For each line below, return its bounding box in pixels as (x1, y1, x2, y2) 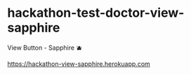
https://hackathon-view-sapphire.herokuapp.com (7, 60, 151, 68)
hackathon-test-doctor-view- (7, 5, 185, 21)
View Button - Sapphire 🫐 (7, 43, 83, 52)
